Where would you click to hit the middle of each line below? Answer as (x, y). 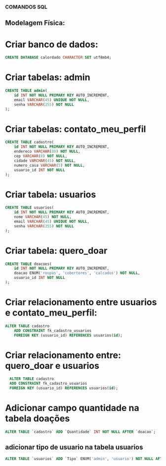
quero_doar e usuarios (52, 366)
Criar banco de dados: (52, 44)
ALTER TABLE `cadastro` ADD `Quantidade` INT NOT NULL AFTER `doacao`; (80, 432)
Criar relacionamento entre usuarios (81, 302)
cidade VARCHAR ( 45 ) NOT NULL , (45, 161)
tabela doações (38, 419)
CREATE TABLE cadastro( (30, 142)
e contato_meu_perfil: (51, 313)
